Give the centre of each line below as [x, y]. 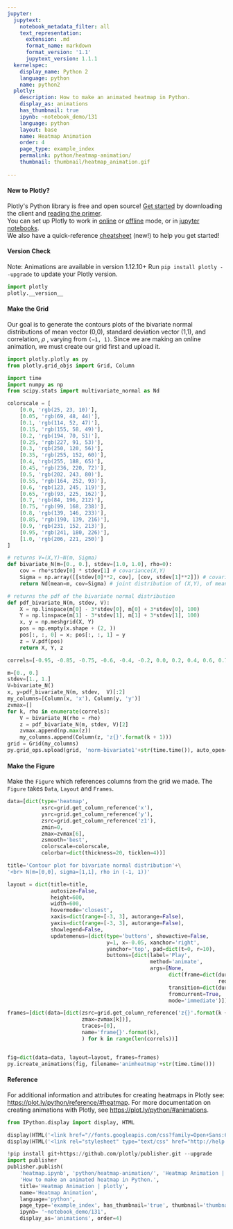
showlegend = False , [77, 929]
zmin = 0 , [52, 827]
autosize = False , [74, 891]
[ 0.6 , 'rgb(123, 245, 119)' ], [63, 487]
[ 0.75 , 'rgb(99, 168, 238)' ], [63, 507]
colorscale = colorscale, [76, 847]
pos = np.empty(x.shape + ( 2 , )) [68, 628]
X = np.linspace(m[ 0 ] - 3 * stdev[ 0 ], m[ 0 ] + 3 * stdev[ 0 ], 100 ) [110, 609]
